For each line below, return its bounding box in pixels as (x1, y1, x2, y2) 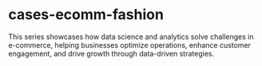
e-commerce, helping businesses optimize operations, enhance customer (8, 40, 252, 49)
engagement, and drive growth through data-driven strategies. (8, 49, 214, 58)
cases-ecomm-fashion (8, 6, 164, 24)
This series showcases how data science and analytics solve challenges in (8, 32, 254, 41)
